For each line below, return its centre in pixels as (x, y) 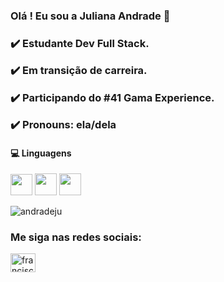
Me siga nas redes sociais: (76, 237)
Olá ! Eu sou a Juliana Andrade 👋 (90, 16)
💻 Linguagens (41, 153)
